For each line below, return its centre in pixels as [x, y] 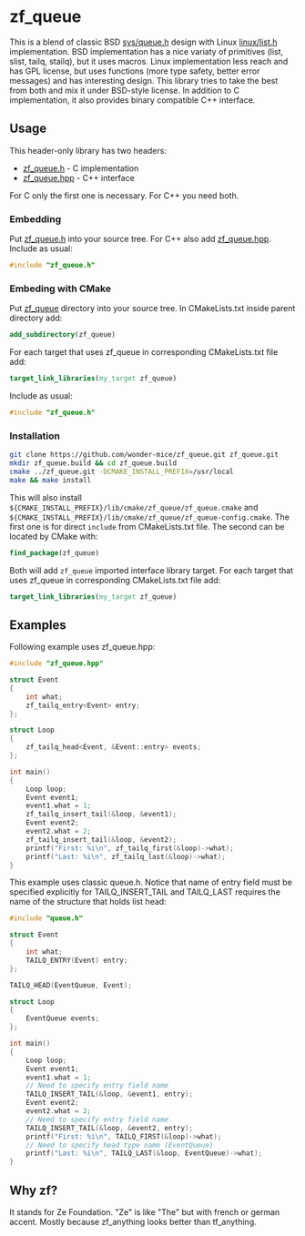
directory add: [36, 318]
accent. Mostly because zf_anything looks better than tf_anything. [133, 1222]
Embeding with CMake [61, 289]
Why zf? [34, 1190]
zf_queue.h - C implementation [81, 168]
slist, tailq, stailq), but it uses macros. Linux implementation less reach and [149, 61]
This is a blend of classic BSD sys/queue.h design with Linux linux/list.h [143, 42]
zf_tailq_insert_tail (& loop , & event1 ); [102, 815]
